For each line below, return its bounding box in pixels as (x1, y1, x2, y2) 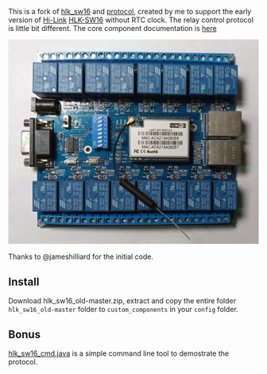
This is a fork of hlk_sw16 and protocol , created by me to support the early (8, 7, 252, 16)
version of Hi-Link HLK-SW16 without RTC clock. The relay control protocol (8, 15, 254, 25)
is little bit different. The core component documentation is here (8, 24, 217, 33)
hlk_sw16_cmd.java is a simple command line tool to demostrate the (8, 349, 229, 358)
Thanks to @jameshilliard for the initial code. (8, 252, 153, 261)
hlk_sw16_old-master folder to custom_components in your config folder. (8, 305, 238, 314)
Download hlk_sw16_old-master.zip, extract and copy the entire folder (8, 296, 237, 306)
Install (8, 275, 40, 288)
